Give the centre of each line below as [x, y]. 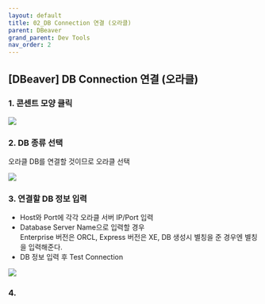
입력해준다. [46, 247]
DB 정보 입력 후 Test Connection [71, 257]
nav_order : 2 [30, 45]
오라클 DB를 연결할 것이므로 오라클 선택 [69, 161]
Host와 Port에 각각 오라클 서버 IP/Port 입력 [86, 218]
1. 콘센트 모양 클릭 [40, 104]
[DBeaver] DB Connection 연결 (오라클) [103, 79]
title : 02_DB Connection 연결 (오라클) [70, 23]
